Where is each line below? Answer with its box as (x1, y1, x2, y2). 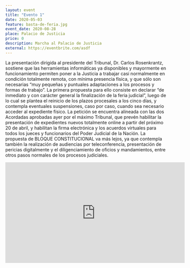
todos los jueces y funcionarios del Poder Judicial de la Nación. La (5, 130, 146, 136)
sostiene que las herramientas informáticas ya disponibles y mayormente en (5, 65, 166, 71)
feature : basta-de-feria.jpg (5, 21, 68, 27)
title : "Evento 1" (5, 12, 45, 17)
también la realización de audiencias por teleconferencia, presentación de (5, 141, 162, 147)
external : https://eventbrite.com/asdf (5, 46, 91, 51)
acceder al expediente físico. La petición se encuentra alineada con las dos (5, 108, 164, 115)
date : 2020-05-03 (5, 17, 43, 22)
